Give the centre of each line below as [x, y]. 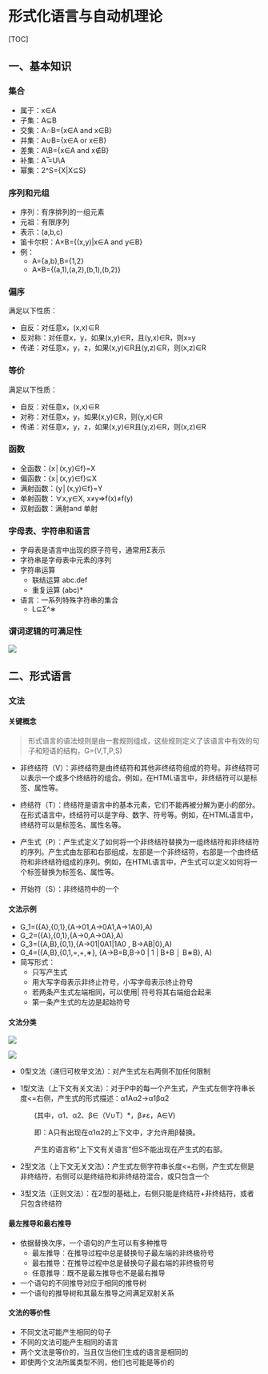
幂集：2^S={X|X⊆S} [53, 170]
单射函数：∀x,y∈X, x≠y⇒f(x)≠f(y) [76, 498]
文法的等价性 [29, 1313]
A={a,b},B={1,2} [58, 260]
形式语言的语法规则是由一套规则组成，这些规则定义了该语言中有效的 [140, 740]
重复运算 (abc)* [58, 590]
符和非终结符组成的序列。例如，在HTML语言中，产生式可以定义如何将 [135, 861]
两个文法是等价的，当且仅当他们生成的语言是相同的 [104, 1352]
